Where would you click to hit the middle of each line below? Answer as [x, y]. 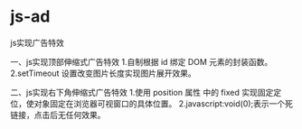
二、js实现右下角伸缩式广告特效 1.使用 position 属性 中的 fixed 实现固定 [142, 92]
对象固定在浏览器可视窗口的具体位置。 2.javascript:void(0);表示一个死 [163, 103]
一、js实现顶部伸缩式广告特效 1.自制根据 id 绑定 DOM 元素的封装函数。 [142, 61]
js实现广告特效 [37, 42]
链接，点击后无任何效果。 [58, 115]
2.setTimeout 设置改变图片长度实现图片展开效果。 [104, 73]
